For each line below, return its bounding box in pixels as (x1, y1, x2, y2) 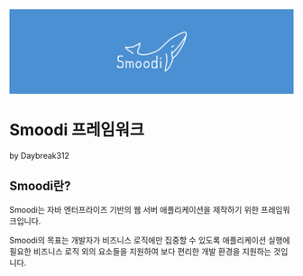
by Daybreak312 (9, 151, 70, 161)
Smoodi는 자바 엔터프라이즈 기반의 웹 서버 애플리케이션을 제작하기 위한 (9, 204, 260, 215)
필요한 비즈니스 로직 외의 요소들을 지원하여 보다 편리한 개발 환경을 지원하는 (9, 245, 272, 256)
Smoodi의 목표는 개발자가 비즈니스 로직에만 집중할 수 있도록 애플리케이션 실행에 (9, 235, 290, 245)
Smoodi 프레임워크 (9, 120, 144, 141)
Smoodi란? (9, 179, 71, 194)
